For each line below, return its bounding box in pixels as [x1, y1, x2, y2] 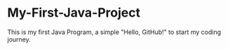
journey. [7, 35, 31, 43]
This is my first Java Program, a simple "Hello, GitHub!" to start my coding [7, 28, 221, 36]
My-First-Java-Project [7, 5, 140, 21]
